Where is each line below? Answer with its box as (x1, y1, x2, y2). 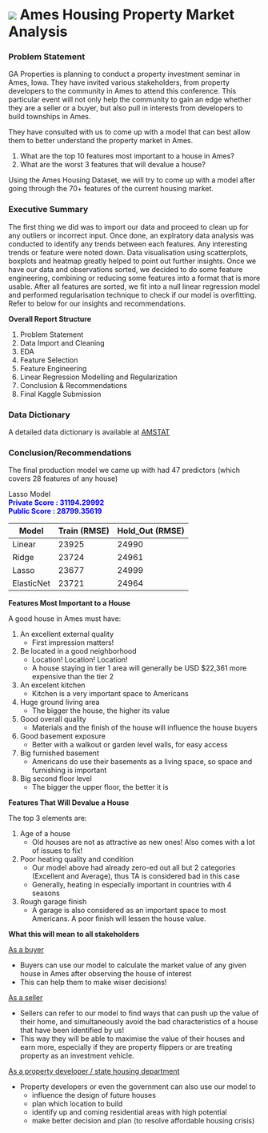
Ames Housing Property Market (19, 6, 235, 24)
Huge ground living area (19, 698, 100, 707)
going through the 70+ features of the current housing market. (8, 184, 214, 194)
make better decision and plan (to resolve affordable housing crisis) (31, 1116, 255, 1126)
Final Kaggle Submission (19, 389, 102, 398)
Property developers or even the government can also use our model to (19, 1082, 256, 1091)
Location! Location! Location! (31, 655, 128, 665)
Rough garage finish (19, 897, 87, 907)
